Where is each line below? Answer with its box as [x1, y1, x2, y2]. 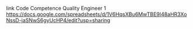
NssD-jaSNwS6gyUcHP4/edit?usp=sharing [6, 17, 111, 23]
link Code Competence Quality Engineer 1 [6, 5, 106, 11]
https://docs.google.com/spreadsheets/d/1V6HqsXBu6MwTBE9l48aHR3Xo [6, 11, 187, 18]
